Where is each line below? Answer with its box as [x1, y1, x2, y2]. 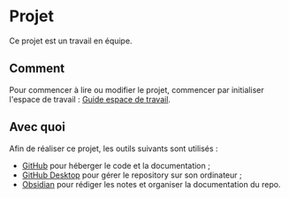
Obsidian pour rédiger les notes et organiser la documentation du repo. [21, 179, 281, 189]
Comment [9, 61, 65, 76]
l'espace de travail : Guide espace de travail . [9, 94, 171, 104]
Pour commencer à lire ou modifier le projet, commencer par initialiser [9, 84, 264, 95]
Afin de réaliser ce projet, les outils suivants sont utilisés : [9, 143, 218, 154]
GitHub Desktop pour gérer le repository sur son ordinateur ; [21, 170, 242, 180]
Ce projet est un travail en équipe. [9, 35, 133, 46]
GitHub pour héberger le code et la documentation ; [21, 160, 210, 171]
